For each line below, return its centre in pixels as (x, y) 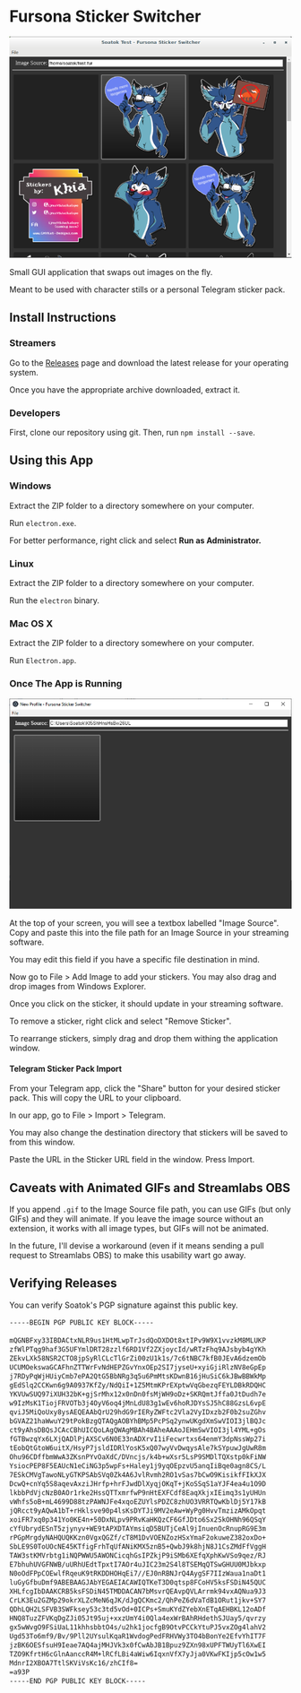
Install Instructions (63, 318)
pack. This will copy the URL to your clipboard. (95, 1098)
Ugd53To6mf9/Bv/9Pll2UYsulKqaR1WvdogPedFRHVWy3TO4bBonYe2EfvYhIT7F (138, 1636)
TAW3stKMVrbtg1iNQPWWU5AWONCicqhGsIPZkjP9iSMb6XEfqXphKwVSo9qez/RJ (138, 1555)
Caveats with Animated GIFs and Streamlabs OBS (150, 1188)
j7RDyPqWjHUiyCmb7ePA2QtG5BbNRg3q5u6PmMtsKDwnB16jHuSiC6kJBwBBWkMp (138, 1376)
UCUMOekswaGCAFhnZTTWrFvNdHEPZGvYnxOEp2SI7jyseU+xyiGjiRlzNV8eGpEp (138, 1367)
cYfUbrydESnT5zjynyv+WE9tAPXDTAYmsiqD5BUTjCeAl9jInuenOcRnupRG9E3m (138, 1529)
